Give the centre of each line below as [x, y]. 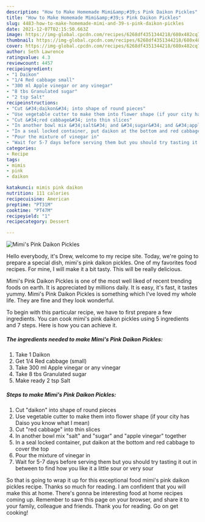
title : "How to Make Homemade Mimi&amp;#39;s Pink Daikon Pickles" [94, 18]
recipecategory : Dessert [38, 222]
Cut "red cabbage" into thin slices [58, 430]
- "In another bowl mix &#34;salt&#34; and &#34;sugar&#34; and [90, 126]
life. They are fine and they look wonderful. [60, 300]
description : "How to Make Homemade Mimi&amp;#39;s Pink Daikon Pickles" [102, 12]
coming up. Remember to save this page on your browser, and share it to [98, 500]
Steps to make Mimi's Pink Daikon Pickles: [61, 394]
